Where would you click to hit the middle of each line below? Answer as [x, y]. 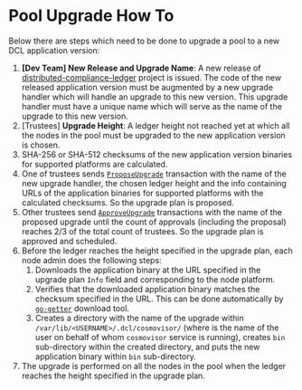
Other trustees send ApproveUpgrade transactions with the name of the [151, 212]
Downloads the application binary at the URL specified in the [148, 270]
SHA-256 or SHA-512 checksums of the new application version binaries [157, 154]
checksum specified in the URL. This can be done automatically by [159, 299]
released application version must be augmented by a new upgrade [147, 87]
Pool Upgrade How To [91, 16]
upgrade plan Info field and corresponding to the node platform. [155, 279]
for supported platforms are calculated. [94, 164]
